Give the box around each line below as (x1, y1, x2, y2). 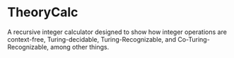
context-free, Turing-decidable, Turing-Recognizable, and (7, 35, 177, 43)
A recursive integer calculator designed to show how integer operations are (7, 28, 228, 36)
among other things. (50, 42, 110, 51)
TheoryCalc (7, 4, 78, 21)
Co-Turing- (177, 35, 210, 43)
